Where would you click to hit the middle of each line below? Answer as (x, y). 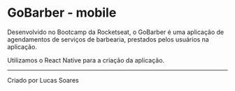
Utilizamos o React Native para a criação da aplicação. (86, 60)
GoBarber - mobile (62, 13)
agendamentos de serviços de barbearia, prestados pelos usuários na (108, 39)
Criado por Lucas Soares (43, 80)
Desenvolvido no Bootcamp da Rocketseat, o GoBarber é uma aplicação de (116, 32)
